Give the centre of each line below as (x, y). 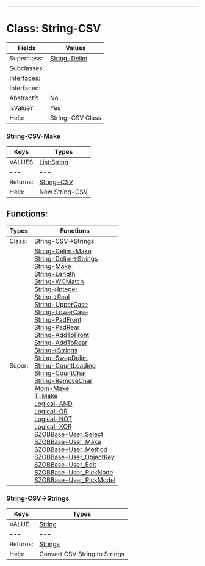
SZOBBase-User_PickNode (74, 473)
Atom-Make (52, 388)
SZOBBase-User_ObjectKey (74, 457)
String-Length (55, 274)
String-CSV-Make (34, 136)
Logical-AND (53, 404)
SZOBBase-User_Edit (65, 465)
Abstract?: (24, 98)
